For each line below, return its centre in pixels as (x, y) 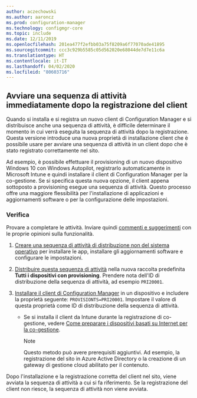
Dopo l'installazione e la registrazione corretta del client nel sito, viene (91, 376)
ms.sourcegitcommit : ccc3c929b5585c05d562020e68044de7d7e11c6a (86, 50)
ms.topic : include (29, 34)
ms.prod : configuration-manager (46, 22)
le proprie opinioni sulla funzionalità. (50, 234)
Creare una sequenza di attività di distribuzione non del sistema (92, 245)
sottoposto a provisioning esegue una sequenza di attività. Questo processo (98, 187)
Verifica (18, 215)
